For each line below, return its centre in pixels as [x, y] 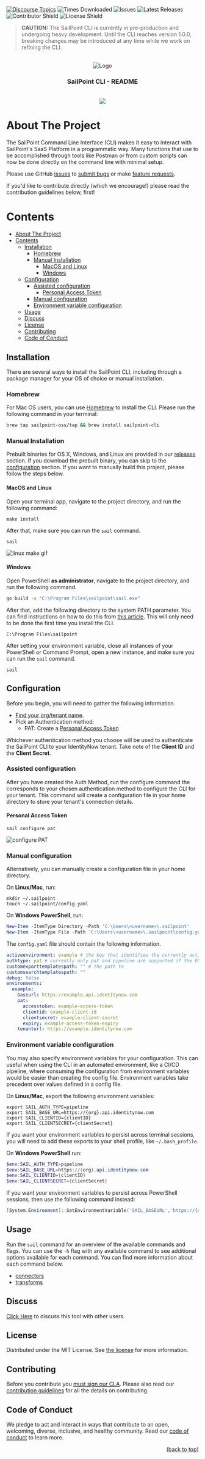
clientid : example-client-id [59, 1012]
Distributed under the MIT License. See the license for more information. [97, 1350]
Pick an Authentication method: [55, 721]
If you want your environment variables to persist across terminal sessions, [101, 1134]
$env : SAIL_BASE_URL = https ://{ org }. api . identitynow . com [77, 1170]
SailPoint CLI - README [103, 81]
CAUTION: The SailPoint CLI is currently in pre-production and [100, 28]
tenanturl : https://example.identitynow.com [75, 1029]
